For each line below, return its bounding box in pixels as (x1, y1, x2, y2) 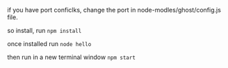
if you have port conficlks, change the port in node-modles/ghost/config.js (7, 6, 221, 14)
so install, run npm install (7, 27, 82, 34)
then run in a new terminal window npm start (7, 53, 136, 61)
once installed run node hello (7, 40, 92, 47)
